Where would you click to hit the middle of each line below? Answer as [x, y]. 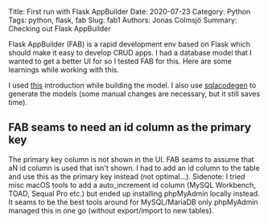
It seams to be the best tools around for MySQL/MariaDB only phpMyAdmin [134, 202]
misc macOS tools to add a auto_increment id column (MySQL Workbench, [132, 184]
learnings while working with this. [64, 70]
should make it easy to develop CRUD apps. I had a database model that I [130, 53]
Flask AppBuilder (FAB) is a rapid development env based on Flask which [130, 44]
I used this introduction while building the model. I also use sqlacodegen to [132, 85]
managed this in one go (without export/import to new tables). [111, 210]
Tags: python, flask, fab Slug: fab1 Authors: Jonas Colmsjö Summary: [123, 20]
